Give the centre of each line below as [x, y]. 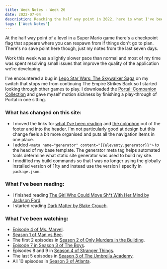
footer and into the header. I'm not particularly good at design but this [83, 129]
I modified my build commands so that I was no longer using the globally [86, 161]
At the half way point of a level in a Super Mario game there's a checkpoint [82, 38]
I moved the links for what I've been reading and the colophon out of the [86, 123]
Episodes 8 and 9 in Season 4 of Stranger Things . [63, 251]
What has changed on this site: [43, 113]
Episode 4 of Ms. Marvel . [38, 230]
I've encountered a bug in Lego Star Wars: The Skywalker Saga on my [77, 78]
